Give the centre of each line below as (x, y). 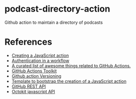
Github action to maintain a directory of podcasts (54, 22)
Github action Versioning (36, 76)
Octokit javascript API (33, 91)
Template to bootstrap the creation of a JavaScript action (69, 81)
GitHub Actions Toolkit (34, 71)
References (28, 42)
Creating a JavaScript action (40, 55)
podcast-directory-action (58, 9)
